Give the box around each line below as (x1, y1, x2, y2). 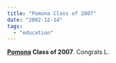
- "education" (13, 29, 54, 36)
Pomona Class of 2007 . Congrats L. (7, 48, 110, 56)
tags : (7, 23, 23, 29)
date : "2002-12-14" (7, 16, 63, 23)
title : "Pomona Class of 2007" (7, 10, 97, 17)
